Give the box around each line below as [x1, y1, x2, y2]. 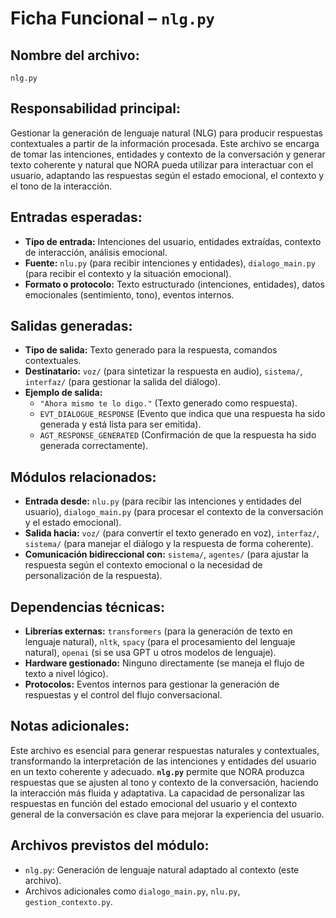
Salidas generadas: [10, 318, 133, 335]
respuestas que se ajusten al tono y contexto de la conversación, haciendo [10, 776, 319, 788]
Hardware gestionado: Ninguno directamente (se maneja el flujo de [24, 657, 305, 669]
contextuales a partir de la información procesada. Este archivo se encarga [10, 137, 320, 149]
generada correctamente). [39, 440, 149, 452]
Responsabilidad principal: [10, 100, 181, 117]
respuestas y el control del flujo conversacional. [24, 689, 223, 701]
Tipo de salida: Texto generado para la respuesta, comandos [24, 344, 278, 356]
